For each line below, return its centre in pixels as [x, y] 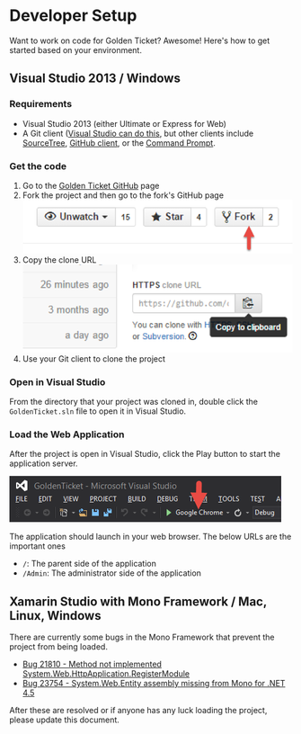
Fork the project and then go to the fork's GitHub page [123, 195]
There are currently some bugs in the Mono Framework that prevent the [142, 637]
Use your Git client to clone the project [94, 358]
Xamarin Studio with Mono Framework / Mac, [138, 601]
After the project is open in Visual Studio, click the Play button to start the [145, 454]
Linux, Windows [55, 616]
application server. [44, 463]
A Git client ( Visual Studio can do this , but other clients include [138, 133]
